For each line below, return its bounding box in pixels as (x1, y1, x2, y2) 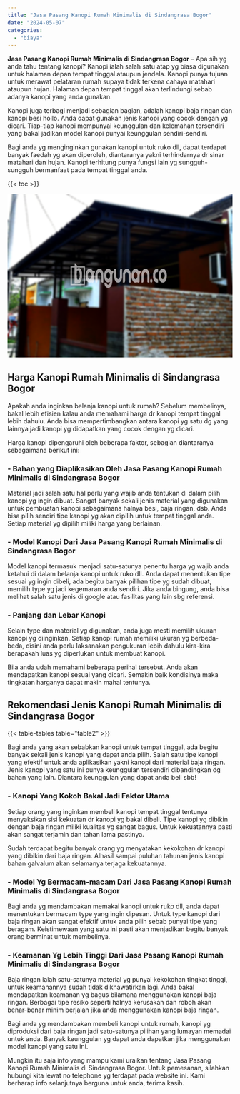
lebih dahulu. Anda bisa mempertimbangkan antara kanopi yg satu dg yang (7, 416, 229, 425)
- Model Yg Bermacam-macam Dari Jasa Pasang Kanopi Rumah (7, 877, 232, 887)
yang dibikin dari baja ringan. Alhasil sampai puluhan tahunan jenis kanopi (7, 851, 225, 860)
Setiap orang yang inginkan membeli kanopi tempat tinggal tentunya (7, 807, 209, 816)
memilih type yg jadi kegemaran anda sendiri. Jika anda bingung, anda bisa (7, 585, 229, 593)
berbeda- (190, 634, 219, 643)
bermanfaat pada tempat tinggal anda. (34, 166, 148, 174)
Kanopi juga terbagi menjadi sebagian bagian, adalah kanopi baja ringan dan (7, 106, 233, 115)
